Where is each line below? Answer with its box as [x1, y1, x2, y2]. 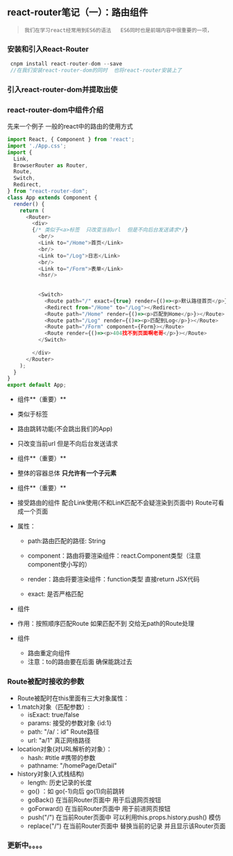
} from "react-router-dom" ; [7, 188, 89, 195]
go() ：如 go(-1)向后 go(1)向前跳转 [27, 786, 125, 795]
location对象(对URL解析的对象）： [17, 745, 112, 753]
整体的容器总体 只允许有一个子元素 [17, 469, 116, 478]
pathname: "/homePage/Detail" [27, 761, 117, 770]
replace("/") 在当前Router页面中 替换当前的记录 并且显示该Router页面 [27, 821, 226, 830]
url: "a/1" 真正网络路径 [27, 736, 92, 744]
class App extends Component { [7, 194, 98, 201]
